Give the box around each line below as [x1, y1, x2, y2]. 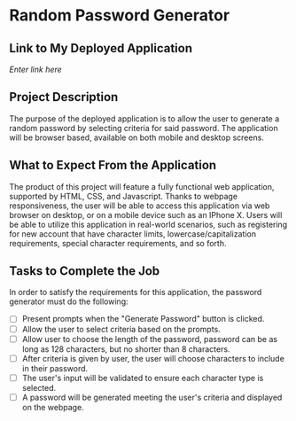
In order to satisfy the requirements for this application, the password [9, 287, 262, 298]
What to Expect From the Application [9, 158, 217, 173]
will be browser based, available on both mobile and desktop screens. [9, 132, 264, 143]
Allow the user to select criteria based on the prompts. [21, 324, 222, 334]
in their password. [21, 363, 89, 373]
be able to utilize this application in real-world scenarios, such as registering [9, 219, 288, 230]
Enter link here [9, 64, 62, 74]
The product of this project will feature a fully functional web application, [9, 181, 275, 191]
